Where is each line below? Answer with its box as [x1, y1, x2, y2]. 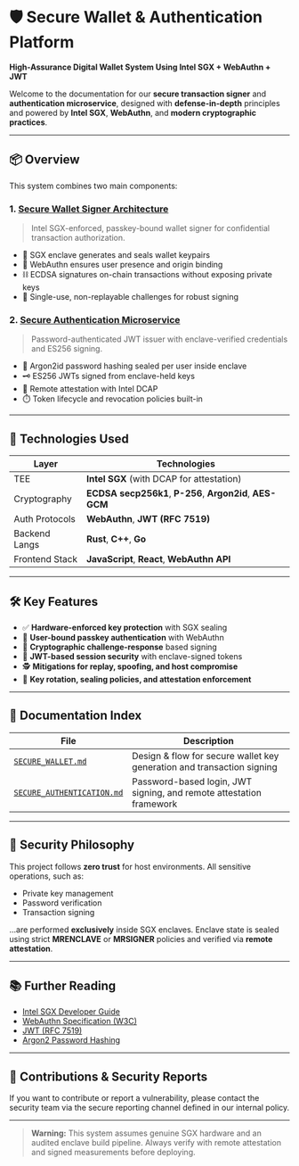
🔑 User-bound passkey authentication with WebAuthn [21, 632, 224, 642]
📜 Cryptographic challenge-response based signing [21, 641, 218, 652]
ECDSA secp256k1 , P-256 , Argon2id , [85, 487, 251, 500]
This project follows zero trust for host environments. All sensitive [9, 861, 252, 872]
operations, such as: [9, 871, 85, 881]
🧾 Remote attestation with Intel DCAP [21, 384, 158, 394]
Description [182, 734, 234, 747]
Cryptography [13, 492, 73, 505]
